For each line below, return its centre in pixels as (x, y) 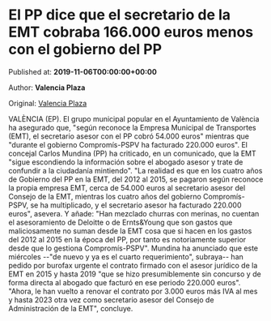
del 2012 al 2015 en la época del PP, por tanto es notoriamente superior (127, 239)
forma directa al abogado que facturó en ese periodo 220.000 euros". (125, 282)
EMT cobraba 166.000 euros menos (131, 32)
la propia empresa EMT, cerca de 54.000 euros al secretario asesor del (127, 187)
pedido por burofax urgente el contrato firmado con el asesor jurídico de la (133, 265)
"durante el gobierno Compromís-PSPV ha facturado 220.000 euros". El (128, 144)
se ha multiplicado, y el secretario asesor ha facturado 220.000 (136, 205)
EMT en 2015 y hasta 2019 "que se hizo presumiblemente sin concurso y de (135, 274)
